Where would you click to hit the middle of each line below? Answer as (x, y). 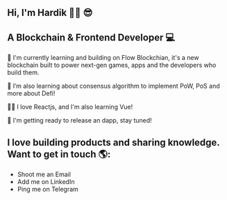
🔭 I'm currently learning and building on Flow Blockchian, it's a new (103, 58)
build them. (23, 72)
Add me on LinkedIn (46, 182)
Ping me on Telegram (48, 190)
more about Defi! (31, 93)
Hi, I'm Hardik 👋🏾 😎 (50, 13)
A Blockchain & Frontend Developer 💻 (91, 37)
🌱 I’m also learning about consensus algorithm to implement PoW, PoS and (113, 86)
